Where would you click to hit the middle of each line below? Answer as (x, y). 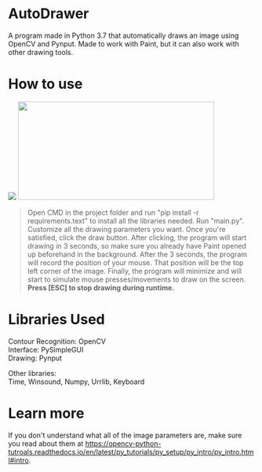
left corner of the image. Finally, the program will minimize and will (134, 271)
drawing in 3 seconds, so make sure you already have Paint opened (137, 245)
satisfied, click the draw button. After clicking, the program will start (137, 238)
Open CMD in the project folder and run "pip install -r (113, 212)
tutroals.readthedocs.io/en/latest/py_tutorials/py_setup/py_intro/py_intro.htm (131, 452)
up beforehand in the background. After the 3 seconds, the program (137, 254)
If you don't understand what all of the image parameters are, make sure (125, 435)
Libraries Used (56, 320)
